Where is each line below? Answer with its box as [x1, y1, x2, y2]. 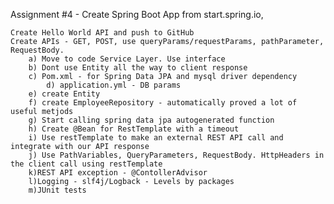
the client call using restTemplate [10, 159, 163, 169]
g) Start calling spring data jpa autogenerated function [28, 115, 275, 125]
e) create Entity [28, 89, 101, 99]
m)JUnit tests [28, 185, 87, 195]
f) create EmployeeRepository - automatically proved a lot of [28, 98, 298, 108]
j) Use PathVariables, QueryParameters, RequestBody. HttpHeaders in [28, 150, 325, 160]
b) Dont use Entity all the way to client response [28, 63, 248, 73]
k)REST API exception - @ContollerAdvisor [28, 168, 208, 178]
